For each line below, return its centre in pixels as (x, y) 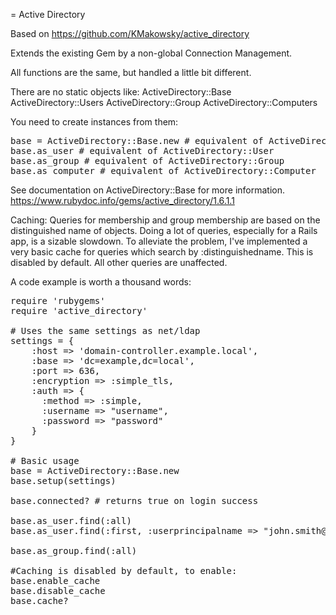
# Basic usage (45, 460)
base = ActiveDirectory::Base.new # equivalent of (137, 140)
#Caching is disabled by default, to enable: (124, 570)
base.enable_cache (55, 580)
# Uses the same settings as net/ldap (105, 330)
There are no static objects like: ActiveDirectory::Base (121, 92)
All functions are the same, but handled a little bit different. (131, 72)
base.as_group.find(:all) (74, 550)
